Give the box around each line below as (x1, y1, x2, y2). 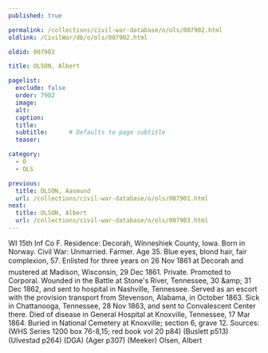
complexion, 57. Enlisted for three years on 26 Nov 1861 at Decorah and (8, 256, 244, 265)
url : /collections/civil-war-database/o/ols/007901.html (15, 194, 209, 202)
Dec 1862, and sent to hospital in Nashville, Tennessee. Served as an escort (8, 284, 258, 293)
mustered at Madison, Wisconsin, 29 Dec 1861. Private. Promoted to (8, 267, 231, 277)
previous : (8, 179, 41, 187)
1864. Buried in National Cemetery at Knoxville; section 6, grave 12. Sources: (8, 318, 260, 328)
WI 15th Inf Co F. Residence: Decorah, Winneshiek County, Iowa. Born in (8, 238, 246, 248)
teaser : (15, 136, 41, 144)
